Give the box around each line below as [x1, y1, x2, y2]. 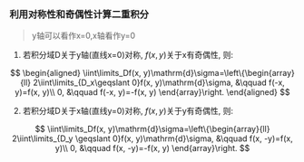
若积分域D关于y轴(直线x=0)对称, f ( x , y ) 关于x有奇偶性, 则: [22, 50, 234, 61]
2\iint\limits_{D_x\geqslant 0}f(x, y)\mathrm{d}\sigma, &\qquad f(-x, [33, 77, 286, 88]
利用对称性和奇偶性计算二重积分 [9, 7, 150, 20]
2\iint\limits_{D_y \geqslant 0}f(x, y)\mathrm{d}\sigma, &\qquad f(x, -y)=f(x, [12, 133, 293, 144]
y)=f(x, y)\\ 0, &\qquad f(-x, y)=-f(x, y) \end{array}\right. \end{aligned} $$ [15, 87, 290, 98]
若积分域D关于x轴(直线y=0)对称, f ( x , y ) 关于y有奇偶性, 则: [22, 106, 234, 117]
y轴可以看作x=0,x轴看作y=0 [31, 30, 136, 42]
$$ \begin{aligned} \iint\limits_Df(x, [10, 68, 142, 79]
